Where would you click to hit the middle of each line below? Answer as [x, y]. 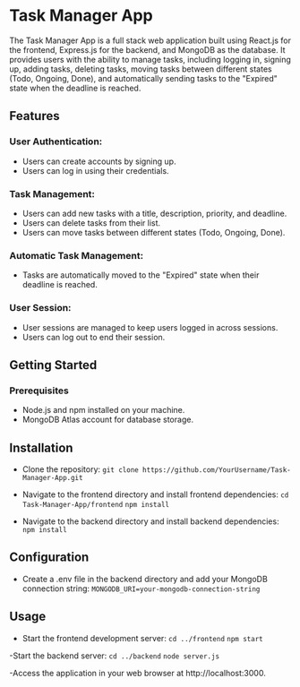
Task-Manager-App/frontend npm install [96, 505]
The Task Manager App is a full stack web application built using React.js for [150, 40]
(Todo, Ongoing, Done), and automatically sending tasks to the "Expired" [143, 78]
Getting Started [53, 365]
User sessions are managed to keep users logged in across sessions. [150, 327]
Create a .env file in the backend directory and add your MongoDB [145, 579]
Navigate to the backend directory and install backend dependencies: [150, 521]
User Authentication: [56, 142]
